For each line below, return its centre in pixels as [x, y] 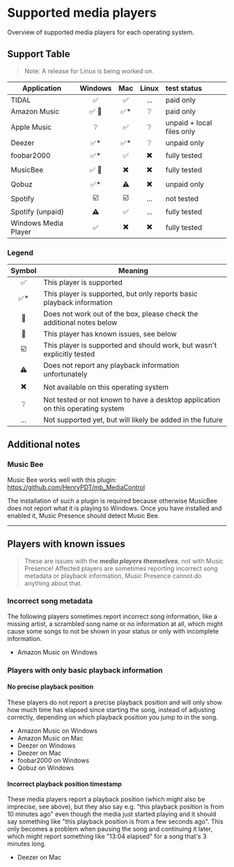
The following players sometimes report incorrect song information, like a [112, 616]
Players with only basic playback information [85, 670]
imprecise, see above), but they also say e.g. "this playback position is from [116, 807]
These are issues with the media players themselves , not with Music [124, 561]
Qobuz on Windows [46, 768]
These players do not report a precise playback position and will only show [115, 702]
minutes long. [27, 844]
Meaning [133, 271]
